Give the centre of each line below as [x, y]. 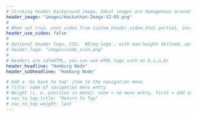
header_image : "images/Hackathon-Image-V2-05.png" [69, 17]
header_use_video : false [36, 33]
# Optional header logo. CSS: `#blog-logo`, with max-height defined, [94, 45]
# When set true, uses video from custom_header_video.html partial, [93, 28]
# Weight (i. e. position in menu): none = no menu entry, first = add [95, 93]
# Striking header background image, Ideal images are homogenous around [98, 11]
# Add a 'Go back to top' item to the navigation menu [74, 82]
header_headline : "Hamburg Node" [47, 66]
